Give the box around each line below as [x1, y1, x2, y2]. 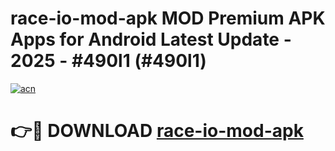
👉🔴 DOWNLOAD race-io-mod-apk [10, 120, 304, 142]
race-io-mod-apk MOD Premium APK [10, 7, 326, 30]
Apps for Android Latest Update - [10, 28, 292, 51]
